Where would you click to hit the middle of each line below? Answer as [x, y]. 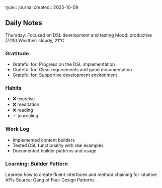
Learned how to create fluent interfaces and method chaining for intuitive [81, 174]
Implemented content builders [44, 140]
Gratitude [17, 53]
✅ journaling [25, 116]
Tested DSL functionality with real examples [58, 145]
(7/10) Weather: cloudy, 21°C [35, 40]
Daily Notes [24, 23]
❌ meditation [26, 104]
